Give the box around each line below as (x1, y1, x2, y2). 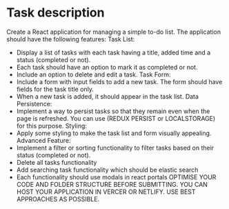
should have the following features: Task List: (6, 34, 135, 43)
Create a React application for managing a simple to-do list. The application (6, 28, 221, 36)
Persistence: (16, 99, 52, 108)
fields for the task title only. (16, 85, 94, 93)
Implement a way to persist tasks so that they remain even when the (16, 107, 210, 115)
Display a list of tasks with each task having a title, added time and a (16, 48, 211, 57)
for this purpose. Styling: (16, 121, 88, 130)
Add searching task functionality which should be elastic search (16, 166, 199, 174)
